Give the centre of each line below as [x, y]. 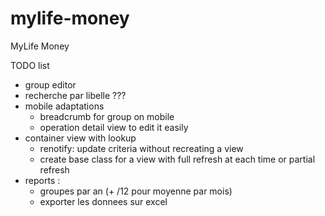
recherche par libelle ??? [75, 95]
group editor [50, 84]
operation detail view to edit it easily [114, 127]
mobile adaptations [64, 106]
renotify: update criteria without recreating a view [141, 148]
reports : [42, 180]
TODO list [30, 65]
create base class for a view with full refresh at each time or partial [177, 159]
